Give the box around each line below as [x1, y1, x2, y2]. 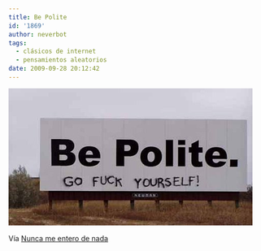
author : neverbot [8, 30, 67, 38]
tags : [8, 39, 27, 47]
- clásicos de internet [15, 47, 96, 56]
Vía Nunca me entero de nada [8, 233, 108, 243]
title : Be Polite [8, 13, 67, 21]
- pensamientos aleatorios [15, 56, 107, 64]
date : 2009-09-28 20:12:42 [8, 65, 100, 73]
